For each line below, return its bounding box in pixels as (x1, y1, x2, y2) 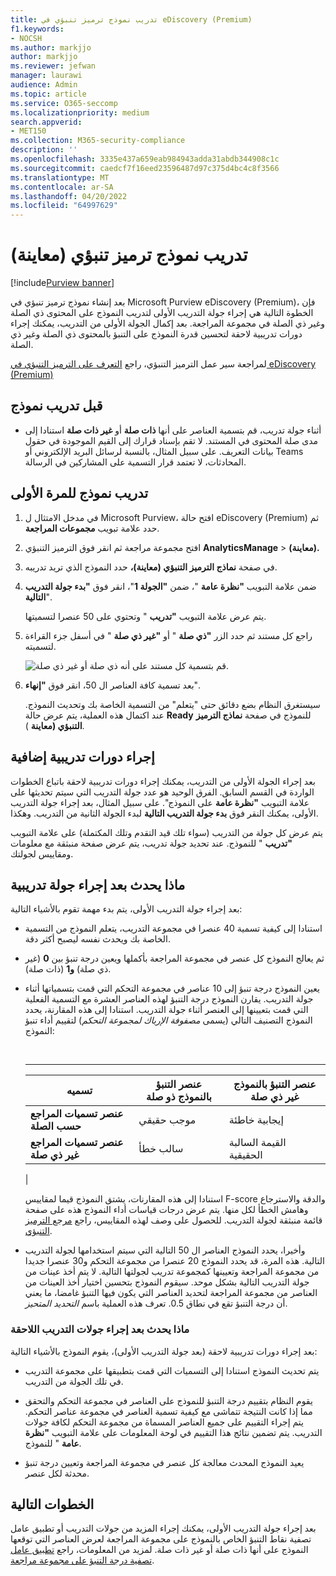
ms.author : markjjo (10, 42, 92, 53)
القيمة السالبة (228, 1136, 287, 1150)
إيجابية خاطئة (228, 1113, 284, 1127)
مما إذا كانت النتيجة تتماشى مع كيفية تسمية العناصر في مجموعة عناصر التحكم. (24, 1405, 313, 1417)
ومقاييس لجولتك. (10, 847, 74, 860)
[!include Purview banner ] (10, 277, 115, 289)
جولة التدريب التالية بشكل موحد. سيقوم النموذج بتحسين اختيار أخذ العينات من (24, 1276, 310, 1288)
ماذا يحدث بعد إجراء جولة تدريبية (10, 876, 186, 893)
